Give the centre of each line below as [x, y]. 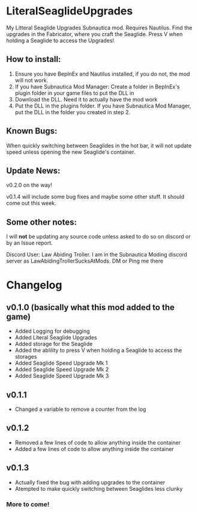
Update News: [33, 170]
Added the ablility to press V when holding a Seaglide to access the [98, 350]
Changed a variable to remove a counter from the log [80, 409]
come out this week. [31, 203]
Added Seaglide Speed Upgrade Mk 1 [61, 363]
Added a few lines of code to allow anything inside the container [94, 449]
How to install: [34, 59]
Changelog [34, 285]
